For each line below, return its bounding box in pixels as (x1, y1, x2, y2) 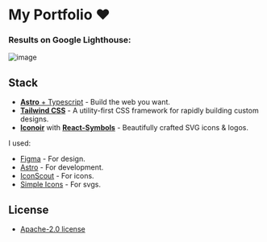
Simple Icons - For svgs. (19, 179, 101, 190)
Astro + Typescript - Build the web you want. (19, 97, 171, 107)
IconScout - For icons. (19, 171, 94, 181)
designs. (19, 114, 49, 124)
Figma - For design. (19, 154, 86, 164)
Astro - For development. (19, 162, 104, 172)
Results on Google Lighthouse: (8, 35, 131, 46)
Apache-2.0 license (19, 224, 86, 234)
